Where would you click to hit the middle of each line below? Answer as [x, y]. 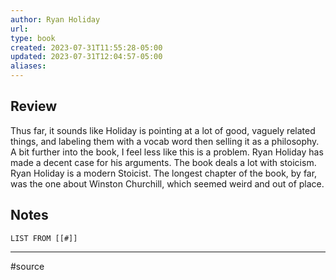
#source [27, 266]
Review [34, 106]
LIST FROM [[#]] [44, 238]
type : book [33, 38]
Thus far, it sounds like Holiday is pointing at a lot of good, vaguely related [163, 130]
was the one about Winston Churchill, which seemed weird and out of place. [167, 183]
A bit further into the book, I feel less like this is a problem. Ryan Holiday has [167, 152]
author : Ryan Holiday [55, 19]
